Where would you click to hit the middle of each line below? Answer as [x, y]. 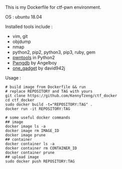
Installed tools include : [29, 26]
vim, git [20, 36]
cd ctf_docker [20, 100]
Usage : [13, 78]
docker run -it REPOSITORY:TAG [38, 109]
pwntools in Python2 [33, 57]
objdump [21, 41]
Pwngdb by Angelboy [34, 63]
